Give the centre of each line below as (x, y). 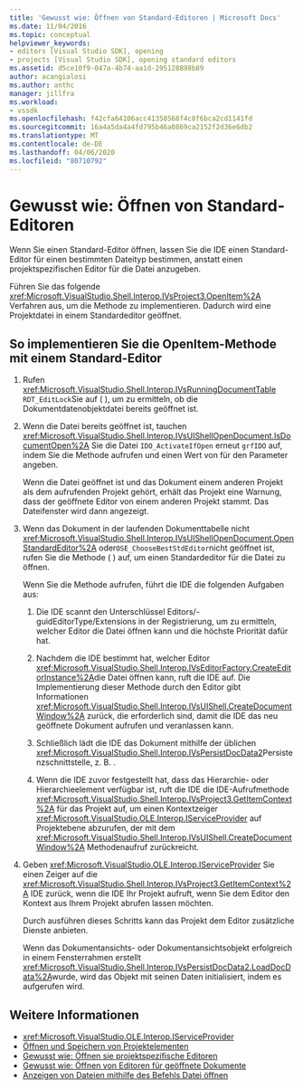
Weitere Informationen (75, 1015)
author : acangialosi (48, 77)
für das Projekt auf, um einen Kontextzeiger (137, 809)
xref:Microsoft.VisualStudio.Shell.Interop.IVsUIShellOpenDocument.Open (158, 539)
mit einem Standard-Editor (86, 358)
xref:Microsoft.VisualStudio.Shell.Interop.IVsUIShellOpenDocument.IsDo (156, 436)
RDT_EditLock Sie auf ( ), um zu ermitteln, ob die (110, 399)
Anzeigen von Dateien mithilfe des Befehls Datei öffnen (125, 1075)
